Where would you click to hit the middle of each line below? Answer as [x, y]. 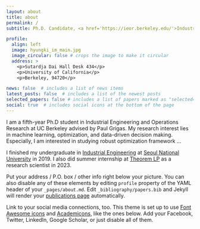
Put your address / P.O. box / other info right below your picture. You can [95, 177]
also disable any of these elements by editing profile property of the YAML [99, 183]
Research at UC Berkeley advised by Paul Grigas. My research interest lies [97, 128]
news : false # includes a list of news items [65, 89]
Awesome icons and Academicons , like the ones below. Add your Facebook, [100, 213]
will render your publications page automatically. [66, 195]
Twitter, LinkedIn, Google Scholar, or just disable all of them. [80, 219]
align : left [26, 45]
